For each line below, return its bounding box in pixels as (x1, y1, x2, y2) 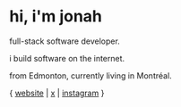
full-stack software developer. (9, 36, 121, 46)
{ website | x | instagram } (9, 87, 105, 98)
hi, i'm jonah (9, 6, 103, 27)
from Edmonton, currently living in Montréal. (9, 70, 172, 81)
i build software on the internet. (9, 53, 125, 63)
